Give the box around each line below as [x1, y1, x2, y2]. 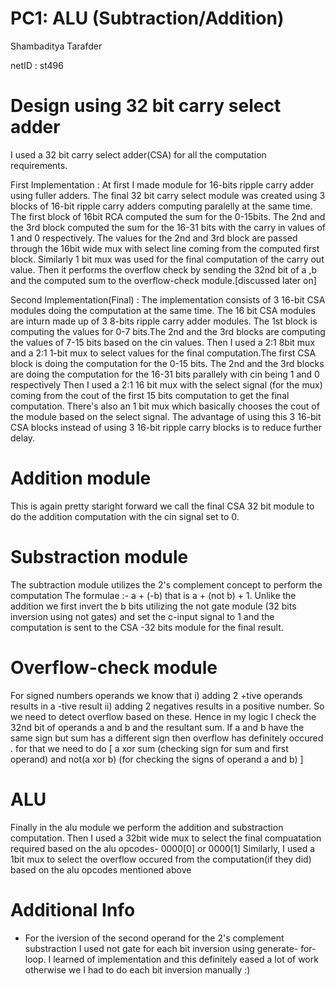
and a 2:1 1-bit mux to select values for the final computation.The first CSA [10, 347, 317, 359]
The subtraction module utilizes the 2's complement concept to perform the [10, 578, 323, 591]
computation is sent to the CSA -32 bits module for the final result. [10, 621, 284, 633]
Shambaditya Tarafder [10, 40, 103, 52]
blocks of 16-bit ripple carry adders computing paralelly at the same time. [10, 200, 313, 212]
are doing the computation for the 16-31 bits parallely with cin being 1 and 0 [10, 368, 320, 380]
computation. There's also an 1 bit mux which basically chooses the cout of [10, 400, 320, 412]
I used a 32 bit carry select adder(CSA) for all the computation [10, 148, 267, 161]
